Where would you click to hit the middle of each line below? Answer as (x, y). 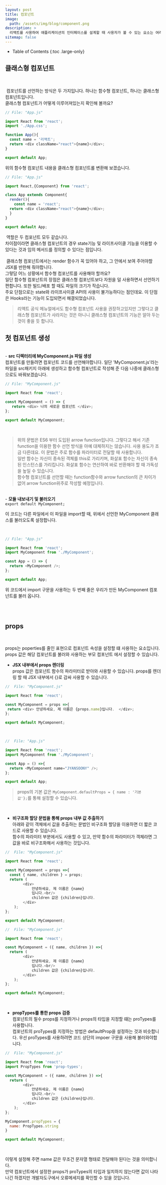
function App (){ (22, 135)
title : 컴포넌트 (20, 14)
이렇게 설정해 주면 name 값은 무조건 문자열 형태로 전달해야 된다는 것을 (73, 1159)
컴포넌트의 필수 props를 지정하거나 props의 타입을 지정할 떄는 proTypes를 (84, 1019)
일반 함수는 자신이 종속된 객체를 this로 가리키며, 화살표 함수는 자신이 (83, 458)
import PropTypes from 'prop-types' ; (44, 1067)
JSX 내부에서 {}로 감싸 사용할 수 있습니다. (68, 677)
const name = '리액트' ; (32, 140)
